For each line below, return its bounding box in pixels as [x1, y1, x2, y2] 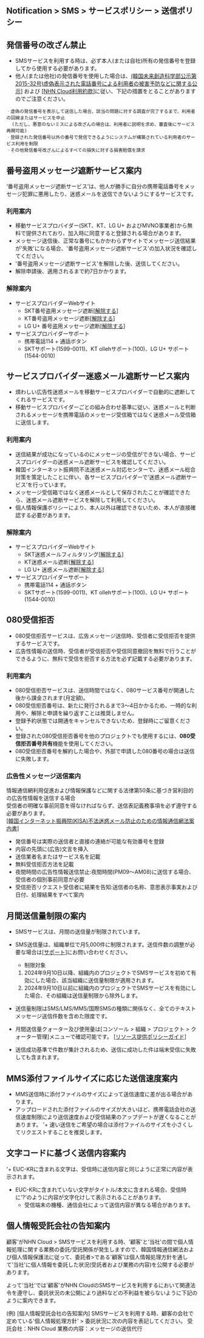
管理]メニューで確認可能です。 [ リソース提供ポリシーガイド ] [36, 1033, 187, 1040]
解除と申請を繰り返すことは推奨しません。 [31, 709, 138, 717]
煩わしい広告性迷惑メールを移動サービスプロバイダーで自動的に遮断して [15, 389, 195, 396]
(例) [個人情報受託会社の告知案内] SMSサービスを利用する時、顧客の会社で [6, 1309, 194, 1317]
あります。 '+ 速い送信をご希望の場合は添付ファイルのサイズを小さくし [15, 1121, 193, 1128]
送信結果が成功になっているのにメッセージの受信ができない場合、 [15, 450, 180, 458]
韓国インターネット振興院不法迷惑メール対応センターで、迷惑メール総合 [15, 465, 196, 473]
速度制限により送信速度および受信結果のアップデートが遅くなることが [20, 1113, 196, 1121]
